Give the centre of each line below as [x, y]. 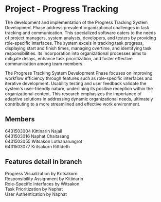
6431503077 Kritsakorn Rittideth [37, 146]
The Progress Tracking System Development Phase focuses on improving [79, 73]
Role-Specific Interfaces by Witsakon [42, 184]
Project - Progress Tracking [62, 9]
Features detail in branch [44, 162]
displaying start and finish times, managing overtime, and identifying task [78, 48]
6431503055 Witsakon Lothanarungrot [44, 141]
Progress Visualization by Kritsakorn [41, 173]
